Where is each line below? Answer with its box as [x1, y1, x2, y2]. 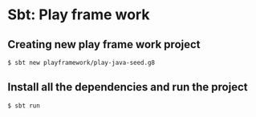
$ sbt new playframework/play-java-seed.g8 [7, 58, 156, 67]
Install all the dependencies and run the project [7, 80, 248, 94]
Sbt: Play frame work [7, 6, 150, 24]
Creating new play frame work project [7, 38, 201, 51]
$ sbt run [7, 102, 41, 110]
